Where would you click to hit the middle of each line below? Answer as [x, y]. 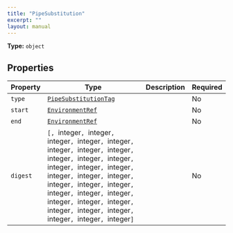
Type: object [26, 46]
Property [26, 87]
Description [165, 87]
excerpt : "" [24, 20]
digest [21, 176]
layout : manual [29, 26]
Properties [31, 67]
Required [207, 87]
